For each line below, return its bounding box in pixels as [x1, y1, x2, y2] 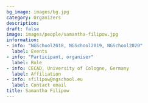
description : [6, 20, 40, 26]
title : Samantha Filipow [6, 88, 69, 94]
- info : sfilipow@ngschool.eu [6, 76, 83, 82]
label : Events [12, 48, 48, 55]
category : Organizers [6, 15, 62, 21]
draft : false [6, 25, 40, 32]
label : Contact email [12, 82, 67, 88]
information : [6, 37, 40, 43]
